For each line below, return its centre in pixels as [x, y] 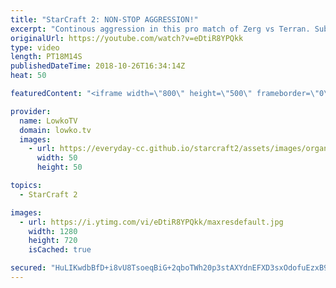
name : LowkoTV [48, 121]
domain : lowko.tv [55, 130]
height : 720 [53, 241]
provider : [31, 111]
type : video [35, 47]
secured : [28, 268]
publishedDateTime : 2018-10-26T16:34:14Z [98, 66]
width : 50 [57, 158]
